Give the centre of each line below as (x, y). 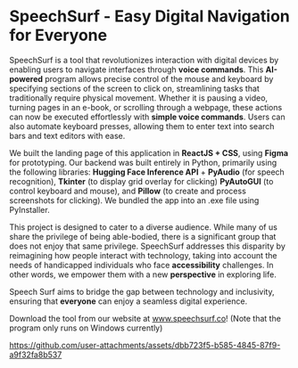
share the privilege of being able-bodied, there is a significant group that (143, 236)
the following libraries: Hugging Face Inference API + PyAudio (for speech (147, 172)
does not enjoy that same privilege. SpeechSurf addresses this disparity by (147, 246)
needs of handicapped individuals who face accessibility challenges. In (141, 265)
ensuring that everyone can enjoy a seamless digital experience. (128, 301)
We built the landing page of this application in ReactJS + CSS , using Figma (149, 152)
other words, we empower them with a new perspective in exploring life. (143, 274)
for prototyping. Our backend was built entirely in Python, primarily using (143, 162)
